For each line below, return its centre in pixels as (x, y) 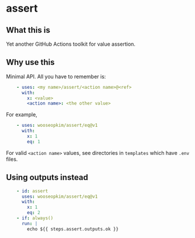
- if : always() (35, 218)
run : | (29, 223)
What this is (28, 30)
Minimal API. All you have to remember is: (56, 76)
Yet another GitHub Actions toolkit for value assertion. (71, 44)
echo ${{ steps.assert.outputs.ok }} (73, 229)
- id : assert (32, 191)
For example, (22, 115)
